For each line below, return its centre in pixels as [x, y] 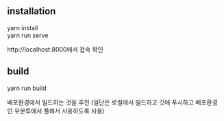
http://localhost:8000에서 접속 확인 [55, 49]
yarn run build [27, 88]
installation [32, 11]
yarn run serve [28, 35]
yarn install [23, 27]
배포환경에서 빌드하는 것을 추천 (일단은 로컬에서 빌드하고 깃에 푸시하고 [100, 102]
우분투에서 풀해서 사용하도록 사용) [59, 111]
